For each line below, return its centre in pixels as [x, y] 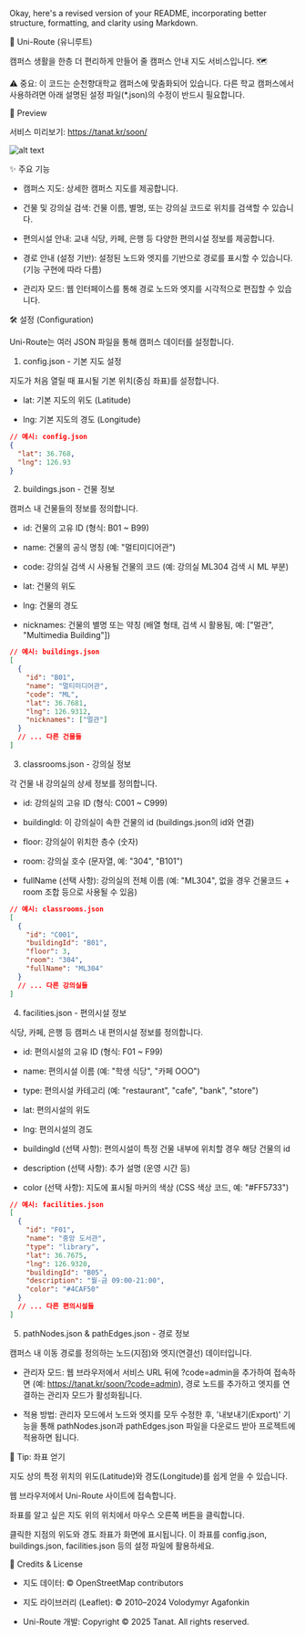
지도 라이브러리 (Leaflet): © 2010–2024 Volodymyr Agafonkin [136, 1602]
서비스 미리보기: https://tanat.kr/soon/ [78, 132]
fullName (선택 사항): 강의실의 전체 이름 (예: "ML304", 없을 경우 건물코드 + [156, 880]
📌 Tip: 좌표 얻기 [37, 1456]
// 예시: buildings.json [55, 652]
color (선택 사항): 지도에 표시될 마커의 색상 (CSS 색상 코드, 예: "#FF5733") [156, 1187]
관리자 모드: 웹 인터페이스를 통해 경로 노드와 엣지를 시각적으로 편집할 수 [149, 288]
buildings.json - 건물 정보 [69, 489]
